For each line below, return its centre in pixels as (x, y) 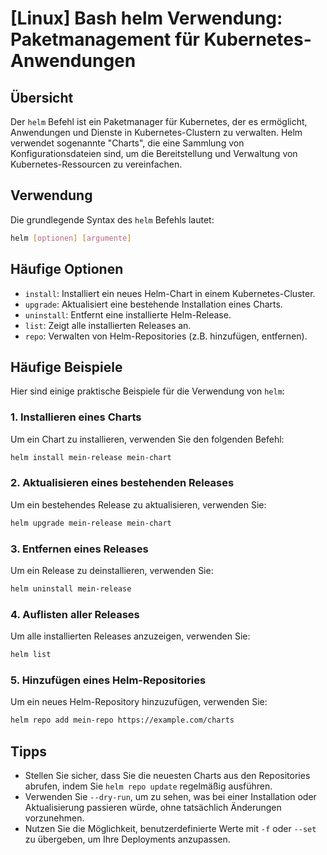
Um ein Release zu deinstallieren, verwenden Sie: (112, 570)
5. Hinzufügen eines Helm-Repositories (108, 680)
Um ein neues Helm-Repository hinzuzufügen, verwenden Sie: (139, 702)
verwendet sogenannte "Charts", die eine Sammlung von (127, 143)
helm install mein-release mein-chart (91, 457)
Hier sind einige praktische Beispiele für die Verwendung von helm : (147, 391)
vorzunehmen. (54, 818)
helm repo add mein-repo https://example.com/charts (122, 720)
